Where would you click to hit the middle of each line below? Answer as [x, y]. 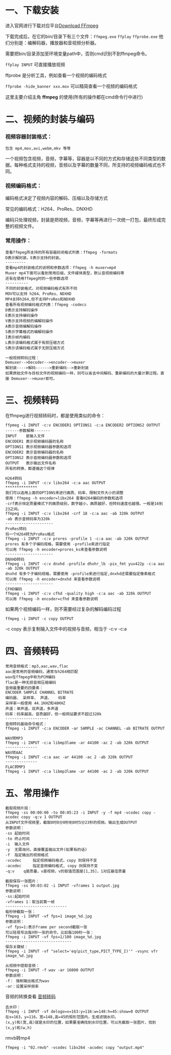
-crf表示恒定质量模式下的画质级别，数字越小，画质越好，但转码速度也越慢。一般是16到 [84, 504]
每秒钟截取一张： [21, 912]
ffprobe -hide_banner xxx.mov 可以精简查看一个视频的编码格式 [71, 86]
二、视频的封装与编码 [50, 120]
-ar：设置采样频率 [22, 986]
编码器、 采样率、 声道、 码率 [36, 698]
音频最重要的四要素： [24, 688]
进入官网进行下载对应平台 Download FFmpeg [52, 26]
